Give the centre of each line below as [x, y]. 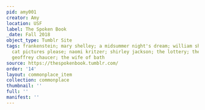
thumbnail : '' [24, 86]
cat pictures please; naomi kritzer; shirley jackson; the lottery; [101, 52]
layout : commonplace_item [39, 75]
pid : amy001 [21, 12]
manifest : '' [23, 97]
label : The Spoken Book [37, 29]
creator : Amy [23, 18]
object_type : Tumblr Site [39, 40]
